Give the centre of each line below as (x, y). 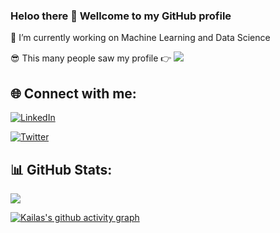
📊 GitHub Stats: (61, 169)
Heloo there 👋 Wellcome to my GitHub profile (121, 16)
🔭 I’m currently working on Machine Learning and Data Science (140, 38)
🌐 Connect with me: (73, 93)
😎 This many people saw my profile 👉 (91, 58)
